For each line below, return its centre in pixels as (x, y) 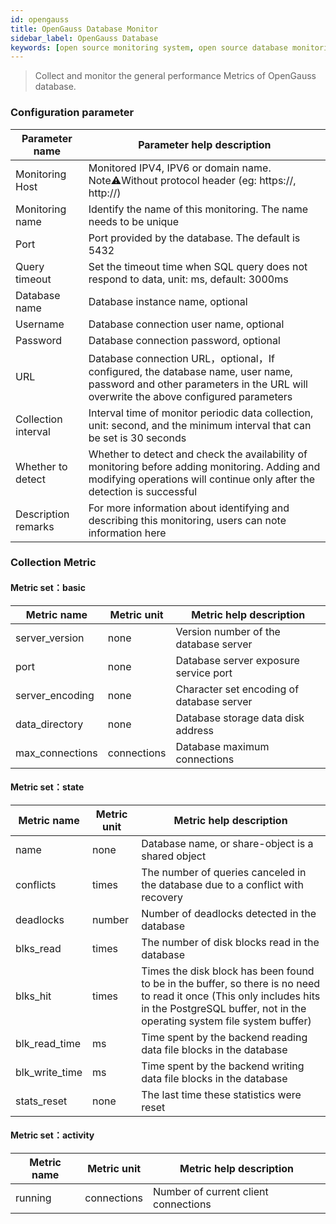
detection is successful (143, 491)
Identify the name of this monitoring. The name (198, 209)
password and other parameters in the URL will (198, 384)
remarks (35, 526)
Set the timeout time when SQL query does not (198, 266)
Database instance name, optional (168, 301)
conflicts (36, 884)
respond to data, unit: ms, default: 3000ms (188, 279)
